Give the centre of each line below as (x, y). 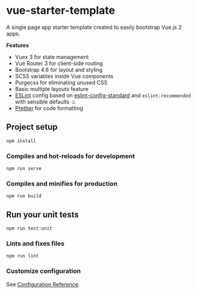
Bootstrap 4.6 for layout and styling (59, 69)
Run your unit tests (43, 214)
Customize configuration (44, 271)
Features (17, 45)
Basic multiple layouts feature (52, 89)
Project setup (32, 127)
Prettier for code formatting (49, 108)
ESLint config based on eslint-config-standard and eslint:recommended (103, 95)
